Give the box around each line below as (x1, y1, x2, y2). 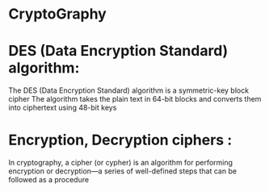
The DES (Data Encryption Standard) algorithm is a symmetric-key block (8, 86, 249, 95)
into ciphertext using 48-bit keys (8, 102, 117, 113)
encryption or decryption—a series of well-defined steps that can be (8, 166, 237, 176)
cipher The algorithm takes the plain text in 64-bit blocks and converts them (8, 94, 262, 104)
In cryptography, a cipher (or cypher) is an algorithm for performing (8, 158, 233, 168)
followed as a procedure (8, 175, 90, 185)
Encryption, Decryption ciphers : (8, 131, 233, 149)
